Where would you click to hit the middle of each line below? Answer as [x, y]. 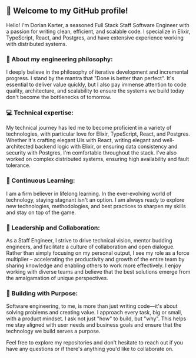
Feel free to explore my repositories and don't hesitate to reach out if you [95, 343]
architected [20, 147]
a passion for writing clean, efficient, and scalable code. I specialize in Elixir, [98, 31]
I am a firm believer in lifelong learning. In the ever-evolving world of [89, 193]
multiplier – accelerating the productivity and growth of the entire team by [95, 259]
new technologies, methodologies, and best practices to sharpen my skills [96, 206]
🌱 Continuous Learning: [41, 180]
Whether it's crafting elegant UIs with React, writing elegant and [84, 140]
